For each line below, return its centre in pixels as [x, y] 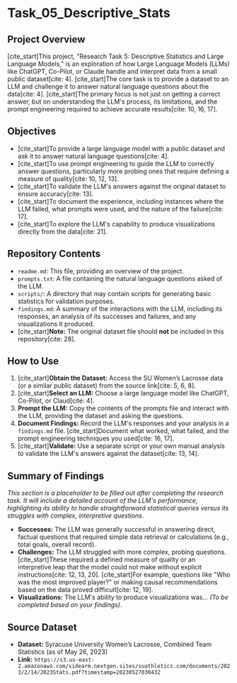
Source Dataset [42, 627]
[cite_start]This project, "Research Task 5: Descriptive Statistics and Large [116, 56]
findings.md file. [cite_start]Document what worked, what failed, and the [123, 431]
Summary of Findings [56, 476]
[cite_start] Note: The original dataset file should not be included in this [121, 331]
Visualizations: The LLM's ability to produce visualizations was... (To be [123, 597]
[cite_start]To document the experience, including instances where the [121, 201]
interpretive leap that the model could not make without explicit [110, 567]
